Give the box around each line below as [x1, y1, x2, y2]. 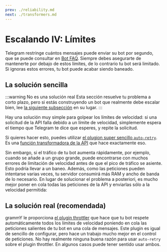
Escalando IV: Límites [5, 34, 96, 45]
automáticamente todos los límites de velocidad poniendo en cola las [5, 220, 147, 226]
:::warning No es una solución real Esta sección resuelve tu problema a [5, 94, 151, 100]
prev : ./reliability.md [5, 7, 55, 13]
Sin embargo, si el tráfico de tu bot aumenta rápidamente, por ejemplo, [5, 150, 151, 156]
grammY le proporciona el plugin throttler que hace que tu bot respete [5, 215, 149, 221]
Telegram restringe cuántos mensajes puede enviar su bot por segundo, [5, 50, 154, 56]
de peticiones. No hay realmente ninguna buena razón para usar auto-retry [5, 236, 161, 242]
